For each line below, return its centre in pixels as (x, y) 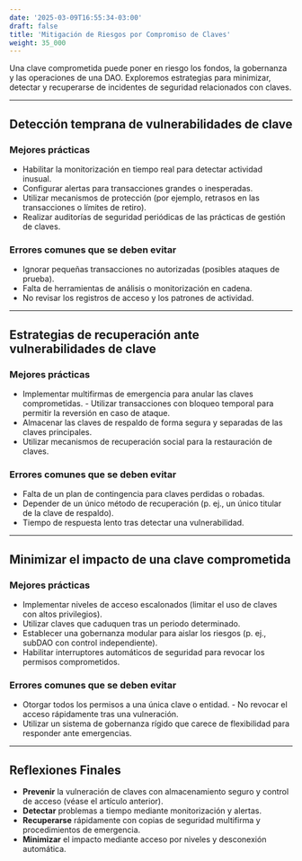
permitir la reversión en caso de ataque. (96, 413)
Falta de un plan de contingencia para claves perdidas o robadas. (143, 494)
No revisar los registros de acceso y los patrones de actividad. (138, 298)
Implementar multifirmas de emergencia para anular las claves (138, 394)
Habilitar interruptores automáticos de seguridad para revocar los (143, 652)
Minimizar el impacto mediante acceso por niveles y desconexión (144, 839)
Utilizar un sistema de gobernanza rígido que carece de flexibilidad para (156, 723)
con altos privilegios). (62, 614)
